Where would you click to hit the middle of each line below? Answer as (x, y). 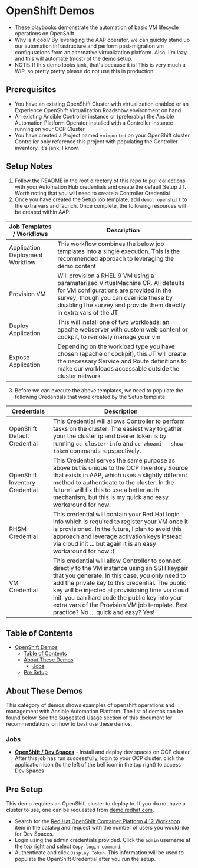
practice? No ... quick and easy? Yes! (104, 612)
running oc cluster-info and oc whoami (107, 443)
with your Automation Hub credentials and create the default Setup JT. (100, 186)
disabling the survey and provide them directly (121, 305)
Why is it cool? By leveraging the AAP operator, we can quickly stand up (102, 40)
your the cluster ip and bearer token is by (110, 436)
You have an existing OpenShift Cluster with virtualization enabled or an (101, 104)
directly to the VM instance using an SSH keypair (121, 568)
